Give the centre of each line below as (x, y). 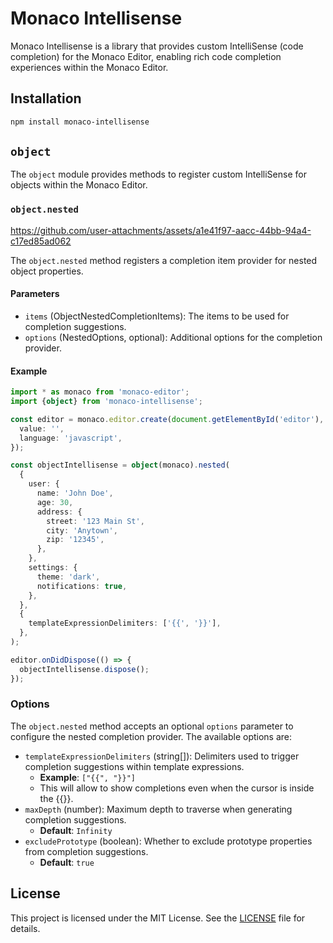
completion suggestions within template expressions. (134, 766)
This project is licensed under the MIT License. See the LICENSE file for (158, 918)
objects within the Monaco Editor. (79, 185)
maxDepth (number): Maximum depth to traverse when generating (158, 809)
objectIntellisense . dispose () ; (84, 669)
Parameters (35, 294)
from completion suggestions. (86, 851)
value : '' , (42, 428)
